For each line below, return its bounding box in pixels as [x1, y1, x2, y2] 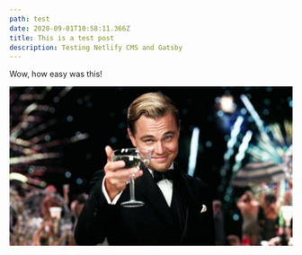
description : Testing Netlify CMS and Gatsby [9, 43, 182, 52]
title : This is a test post [9, 33, 115, 42]
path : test [9, 14, 50, 23]
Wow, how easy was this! [9, 68, 103, 80]
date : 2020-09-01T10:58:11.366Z [9, 23, 130, 33]
